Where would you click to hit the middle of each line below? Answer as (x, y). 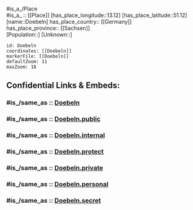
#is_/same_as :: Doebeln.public (53, 119)
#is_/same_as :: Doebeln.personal (57, 184)
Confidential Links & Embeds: (63, 85)
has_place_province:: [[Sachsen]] (48, 28)
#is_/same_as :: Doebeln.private (55, 168)
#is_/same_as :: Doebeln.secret (54, 200)
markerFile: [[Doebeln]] (38, 56)
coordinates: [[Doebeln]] (39, 51)
